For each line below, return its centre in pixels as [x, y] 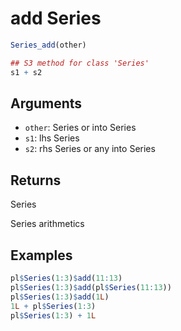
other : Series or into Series [80, 128]
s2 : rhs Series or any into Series [90, 149]
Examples [41, 255]
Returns [36, 180]
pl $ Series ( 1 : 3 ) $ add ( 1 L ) [60, 297]
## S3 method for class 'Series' [80, 63]
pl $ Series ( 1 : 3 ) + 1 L [53, 315]
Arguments [46, 103]
